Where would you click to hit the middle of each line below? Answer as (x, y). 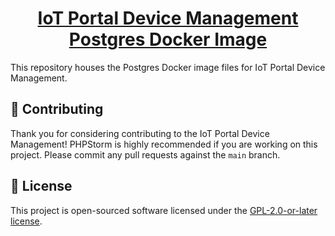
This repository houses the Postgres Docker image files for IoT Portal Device (168, 67)
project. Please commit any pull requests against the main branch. (145, 154)
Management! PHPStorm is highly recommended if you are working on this (164, 144)
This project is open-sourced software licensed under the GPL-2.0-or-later (164, 210)
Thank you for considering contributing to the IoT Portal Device (140, 133)
